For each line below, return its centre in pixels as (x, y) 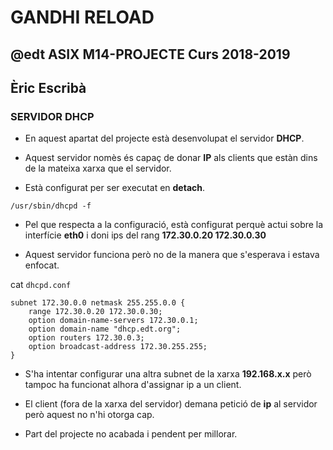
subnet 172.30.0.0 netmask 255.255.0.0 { (98, 303)
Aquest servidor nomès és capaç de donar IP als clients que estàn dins (171, 158)
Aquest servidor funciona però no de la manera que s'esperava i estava (172, 255)
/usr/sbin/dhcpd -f (51, 206)
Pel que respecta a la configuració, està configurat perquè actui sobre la (174, 225)
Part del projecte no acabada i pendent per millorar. (131, 434)
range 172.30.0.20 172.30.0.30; (95, 312)
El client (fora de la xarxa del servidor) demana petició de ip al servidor (171, 404)
